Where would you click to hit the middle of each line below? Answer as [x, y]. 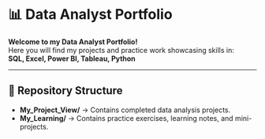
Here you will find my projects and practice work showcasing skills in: [121, 50]
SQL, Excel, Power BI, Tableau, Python [72, 58]
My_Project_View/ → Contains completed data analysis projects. [125, 110]
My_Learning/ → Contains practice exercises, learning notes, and [127, 118]
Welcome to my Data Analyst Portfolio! [73, 41]
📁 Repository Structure [65, 91]
